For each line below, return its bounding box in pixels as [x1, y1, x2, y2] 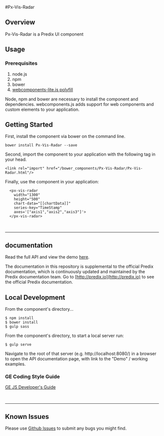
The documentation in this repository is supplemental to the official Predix [5, 263, 154, 270]
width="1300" [14, 193, 41, 198]
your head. [5, 157, 27, 162]
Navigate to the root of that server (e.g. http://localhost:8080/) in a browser [5, 351, 157, 357]
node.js [12, 71, 28, 77]
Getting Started [5, 120, 53, 129]
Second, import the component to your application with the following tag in [5, 151, 156, 158]
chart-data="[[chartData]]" [14, 201, 71, 206]
